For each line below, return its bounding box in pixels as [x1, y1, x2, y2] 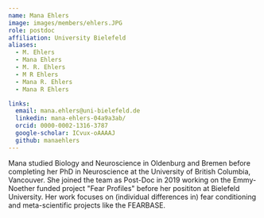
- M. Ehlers [15, 48, 56, 56]
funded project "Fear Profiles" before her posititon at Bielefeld [37, 183, 240, 193]
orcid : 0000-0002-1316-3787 [15, 122, 109, 130]
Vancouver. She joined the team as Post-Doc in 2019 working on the [8, 175, 231, 185]
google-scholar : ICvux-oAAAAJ [15, 129, 115, 137]
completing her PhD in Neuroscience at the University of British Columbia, [8, 166, 251, 176]
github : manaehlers [15, 136, 80, 144]
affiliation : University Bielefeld [8, 33, 126, 42]
